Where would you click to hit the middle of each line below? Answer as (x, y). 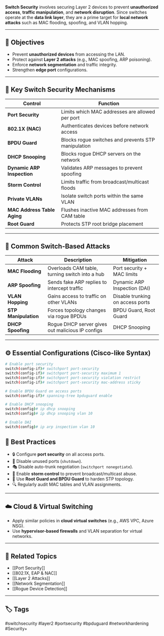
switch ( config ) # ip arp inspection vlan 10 (50, 427)
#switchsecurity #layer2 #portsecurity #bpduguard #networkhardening (77, 623)
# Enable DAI (18, 422)
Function (109, 103)
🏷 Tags (17, 609)
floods (68, 188)
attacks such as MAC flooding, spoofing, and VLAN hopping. (67, 22)
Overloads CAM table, (73, 268)
